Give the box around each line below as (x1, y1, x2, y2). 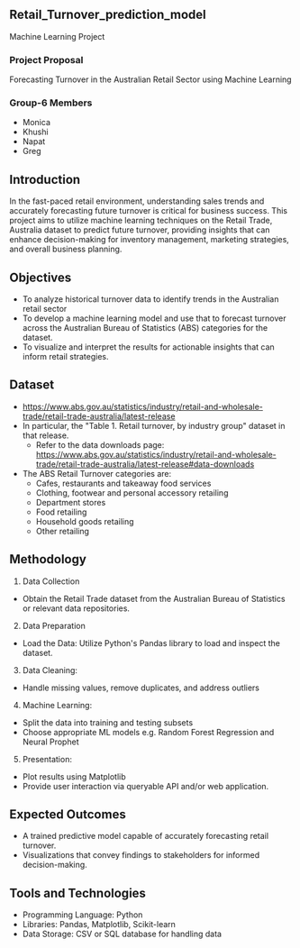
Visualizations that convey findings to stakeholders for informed (22, 850, 259, 861)
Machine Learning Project (9, 31, 105, 41)
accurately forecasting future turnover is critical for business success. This (9, 205, 288, 216)
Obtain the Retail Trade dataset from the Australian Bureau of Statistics (22, 593, 286, 604)
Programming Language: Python (22, 909, 143, 920)
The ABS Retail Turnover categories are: (22, 468, 172, 479)
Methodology (9, 551, 87, 567)
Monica (22, 117, 51, 128)
